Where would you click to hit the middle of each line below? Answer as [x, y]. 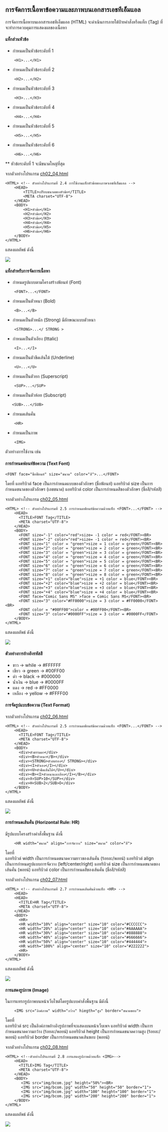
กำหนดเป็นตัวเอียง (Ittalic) [35, 339]
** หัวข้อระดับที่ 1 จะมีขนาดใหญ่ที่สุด [35, 164]
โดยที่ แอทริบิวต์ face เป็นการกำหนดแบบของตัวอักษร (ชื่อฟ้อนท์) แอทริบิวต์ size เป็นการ [79, 484]
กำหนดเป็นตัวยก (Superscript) [40, 376]
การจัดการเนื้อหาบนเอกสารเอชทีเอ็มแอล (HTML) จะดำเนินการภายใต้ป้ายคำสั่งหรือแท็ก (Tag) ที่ [84, 22]
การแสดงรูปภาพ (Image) [27, 990]
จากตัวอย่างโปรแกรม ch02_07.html [36, 880]
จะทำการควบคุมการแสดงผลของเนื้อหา [36, 27]
